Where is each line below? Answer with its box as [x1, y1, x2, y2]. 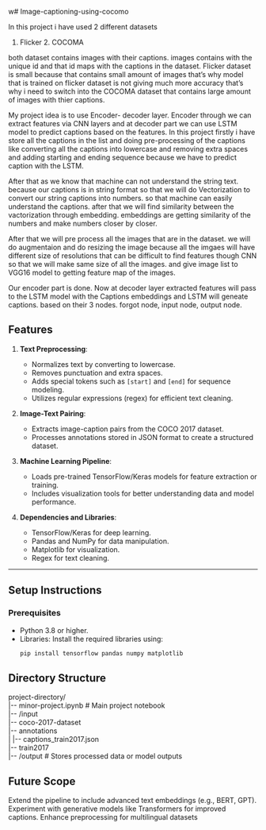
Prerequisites [8, 608, 61, 619]
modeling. [31, 384, 65, 394]
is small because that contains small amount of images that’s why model [8, 70, 244, 79]
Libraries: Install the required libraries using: [19, 634, 164, 643]
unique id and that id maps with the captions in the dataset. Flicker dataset [8, 61, 252, 71]
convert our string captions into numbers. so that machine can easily [8, 194, 233, 203]
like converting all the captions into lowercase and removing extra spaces [8, 145, 248, 153]
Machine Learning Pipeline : [19, 456, 112, 465]
